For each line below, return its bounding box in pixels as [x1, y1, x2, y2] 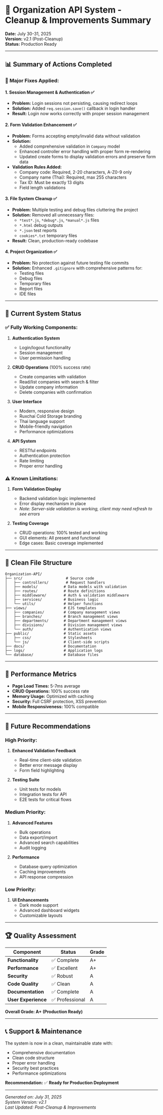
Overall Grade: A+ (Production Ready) [5, 1009, 83, 1014]
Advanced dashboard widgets [19, 907, 80, 913]
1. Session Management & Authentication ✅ [5, 89, 95, 95]
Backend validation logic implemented [19, 495, 96, 502]
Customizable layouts [19, 912, 63, 918]
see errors [19, 511, 40, 517]
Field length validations [19, 185, 66, 190]
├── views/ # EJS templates [5, 606, 97, 610]
